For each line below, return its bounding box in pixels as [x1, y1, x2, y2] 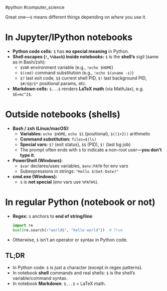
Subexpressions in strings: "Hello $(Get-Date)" [20, 168, 119, 174]
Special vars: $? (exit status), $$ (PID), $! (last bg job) [20, 141, 131, 148]
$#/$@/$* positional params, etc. [20, 80, 87, 86]
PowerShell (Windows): [12, 157, 63, 163]
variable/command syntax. [12, 275, 68, 281]
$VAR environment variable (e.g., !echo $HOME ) [20, 64, 114, 70]
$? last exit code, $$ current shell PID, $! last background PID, [20, 75, 147, 81]
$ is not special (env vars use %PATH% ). [20, 179, 99, 185]
